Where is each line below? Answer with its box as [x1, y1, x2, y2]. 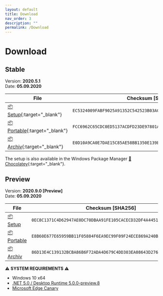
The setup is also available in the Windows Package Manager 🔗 [5, 156, 132, 162]
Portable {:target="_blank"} [7, 127, 68, 134]
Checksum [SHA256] [85, 204, 137, 211]
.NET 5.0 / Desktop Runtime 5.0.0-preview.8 [12, 280, 100, 286]
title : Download [5, 12, 38, 16]
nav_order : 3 [5, 16, 32, 21]
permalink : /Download [5, 25, 49, 30]
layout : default [5, 7, 38, 12]
